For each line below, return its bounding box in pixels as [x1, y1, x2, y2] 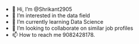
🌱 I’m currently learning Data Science [11, 18, 104, 25]
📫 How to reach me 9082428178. [11, 32, 95, 38]
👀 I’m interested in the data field [11, 12, 91, 19]
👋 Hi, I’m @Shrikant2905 [11, 6, 73, 12]
